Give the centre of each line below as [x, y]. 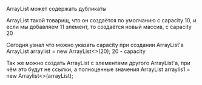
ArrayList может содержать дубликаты [56, 9]
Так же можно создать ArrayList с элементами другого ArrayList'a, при [99, 63]
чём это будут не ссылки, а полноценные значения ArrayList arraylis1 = [98, 69]
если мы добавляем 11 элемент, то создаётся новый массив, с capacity [99, 27]
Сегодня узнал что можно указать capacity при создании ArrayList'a [95, 45]
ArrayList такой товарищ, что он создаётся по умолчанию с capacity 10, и [101, 20]
